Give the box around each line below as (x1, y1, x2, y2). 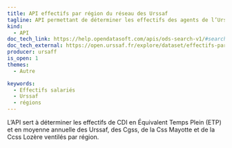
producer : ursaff (7, 49, 57, 56)
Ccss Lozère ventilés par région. (7, 133, 99, 141)
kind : (7, 23, 23, 30)
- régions (13, 99, 41, 107)
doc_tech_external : (7, 42, 64, 49)
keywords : (7, 80, 36, 87)
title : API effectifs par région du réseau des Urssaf (7, 10, 168, 17)
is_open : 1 (7, 55, 39, 62)
